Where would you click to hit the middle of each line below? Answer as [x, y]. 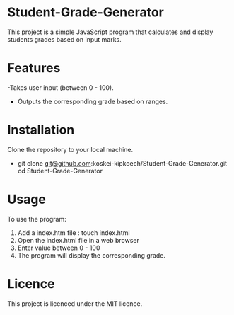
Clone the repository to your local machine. [70, 149]
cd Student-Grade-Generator [60, 171]
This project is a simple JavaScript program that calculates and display [110, 32]
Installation [41, 130]
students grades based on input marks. [64, 39]
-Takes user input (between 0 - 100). [61, 87]
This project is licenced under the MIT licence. [75, 303]
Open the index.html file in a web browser [78, 240]
